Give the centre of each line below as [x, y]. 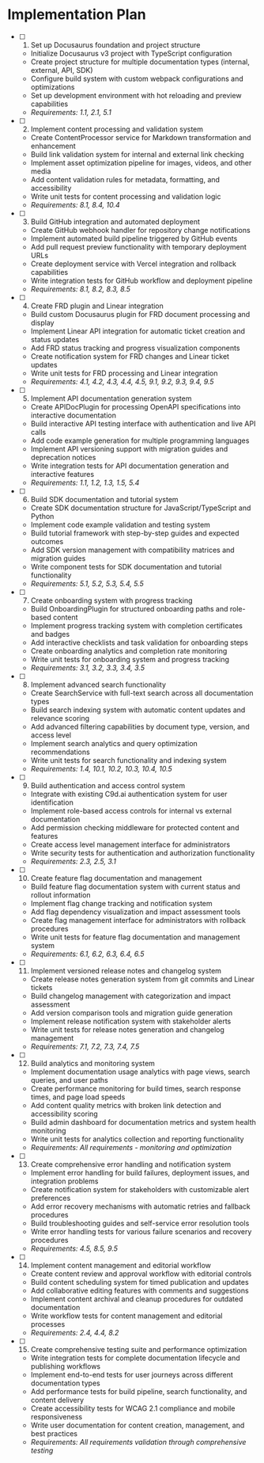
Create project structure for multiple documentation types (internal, [140, 62]
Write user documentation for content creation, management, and [138, 1425]
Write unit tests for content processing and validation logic [126, 196]
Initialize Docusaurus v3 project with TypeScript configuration [131, 53]
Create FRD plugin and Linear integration [97, 306]
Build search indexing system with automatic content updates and [138, 710]
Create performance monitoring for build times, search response [136, 1088]
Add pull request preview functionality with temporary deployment [138, 246]
